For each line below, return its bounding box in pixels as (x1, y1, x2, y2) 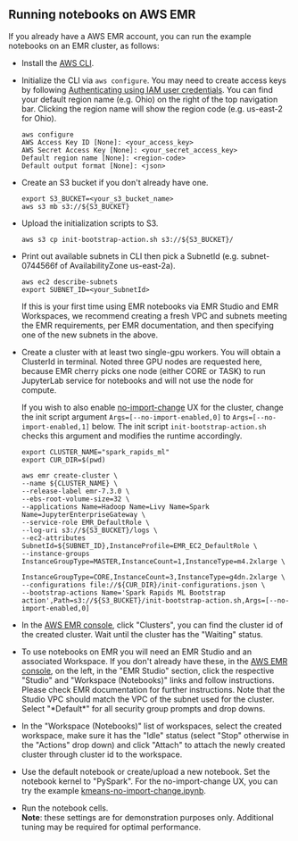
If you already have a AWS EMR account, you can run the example (8, 30, 252, 41)
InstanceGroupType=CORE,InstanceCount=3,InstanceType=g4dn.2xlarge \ (21, 572, 286, 581)
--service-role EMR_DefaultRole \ (21, 518, 150, 527)
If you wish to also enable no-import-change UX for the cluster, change (21, 402, 284, 412)
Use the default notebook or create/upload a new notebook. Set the (21, 766, 270, 777)
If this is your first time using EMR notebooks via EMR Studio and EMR (21, 301, 278, 312)
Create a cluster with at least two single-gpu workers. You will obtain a (21, 346, 282, 357)
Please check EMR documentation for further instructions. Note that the (21, 684, 286, 695)
